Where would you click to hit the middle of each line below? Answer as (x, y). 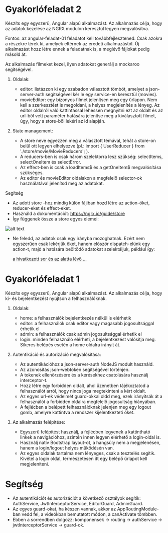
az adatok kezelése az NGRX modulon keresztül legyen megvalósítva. (77, 28)
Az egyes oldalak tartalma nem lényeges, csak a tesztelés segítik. (88, 453)
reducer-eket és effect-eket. (42, 208)
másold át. (16, 54)
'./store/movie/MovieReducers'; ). (54, 151)
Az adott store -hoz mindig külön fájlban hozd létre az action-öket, (81, 203)
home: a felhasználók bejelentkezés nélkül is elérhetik (75, 318)
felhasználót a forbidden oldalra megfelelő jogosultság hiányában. (88, 402)
